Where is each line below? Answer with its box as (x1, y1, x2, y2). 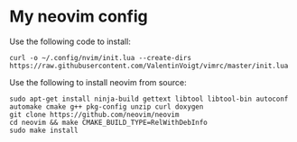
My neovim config (9, 6, 148, 27)
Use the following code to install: (9, 36, 131, 47)
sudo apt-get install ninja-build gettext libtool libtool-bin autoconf (9, 94, 289, 103)
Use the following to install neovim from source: (9, 76, 187, 87)
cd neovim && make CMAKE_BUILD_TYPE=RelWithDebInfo (9, 118, 208, 127)
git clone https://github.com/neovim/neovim (9, 110, 180, 119)
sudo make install (9, 126, 79, 135)
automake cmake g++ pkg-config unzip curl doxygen (9, 102, 204, 111)
